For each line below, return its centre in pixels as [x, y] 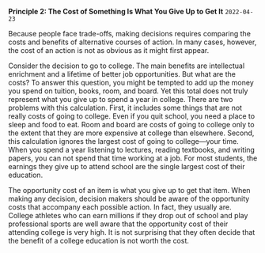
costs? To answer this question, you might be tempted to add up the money [131, 83]
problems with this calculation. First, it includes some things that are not [125, 108]
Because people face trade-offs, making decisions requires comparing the [130, 34]
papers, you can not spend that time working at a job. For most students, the [133, 158]
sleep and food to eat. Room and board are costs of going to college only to [131, 125]
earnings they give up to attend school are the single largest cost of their [127, 166]
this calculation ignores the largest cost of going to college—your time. [123, 141]
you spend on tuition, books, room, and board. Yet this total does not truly [128, 91]
